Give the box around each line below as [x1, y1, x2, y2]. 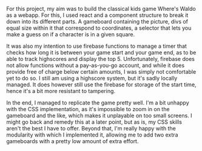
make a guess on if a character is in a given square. [6, 31, 135, 38]
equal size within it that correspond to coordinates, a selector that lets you [6, 24, 192, 31]
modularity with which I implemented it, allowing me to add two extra [6, 131, 178, 138]
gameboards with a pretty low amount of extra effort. [6, 138, 139, 144]
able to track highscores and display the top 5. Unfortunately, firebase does [6, 56, 195, 62]
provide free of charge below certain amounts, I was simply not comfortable [6, 68, 197, 75]
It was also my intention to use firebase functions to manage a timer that [6, 42, 187, 50]
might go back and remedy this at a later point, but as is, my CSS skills [6, 118, 182, 126]
